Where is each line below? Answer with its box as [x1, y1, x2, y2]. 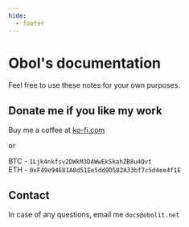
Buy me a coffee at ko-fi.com [8, 126, 105, 135]
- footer [15, 19, 45, 27]
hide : [8, 11, 27, 20]
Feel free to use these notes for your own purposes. [8, 80, 181, 90]
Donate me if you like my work [8, 104, 162, 118]
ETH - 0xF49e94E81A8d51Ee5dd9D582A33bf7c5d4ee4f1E [8, 165, 181, 175]
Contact [8, 188, 50, 202]
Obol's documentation [8, 54, 162, 72]
